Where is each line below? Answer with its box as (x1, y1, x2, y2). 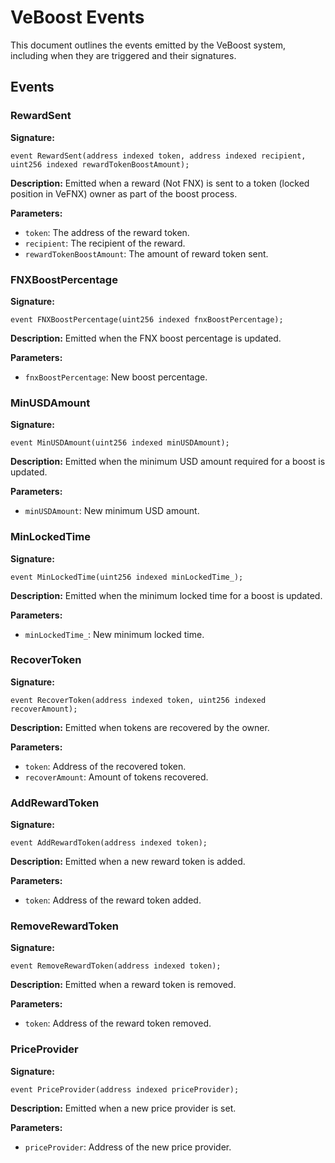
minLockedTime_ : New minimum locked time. (24, 628, 205, 640)
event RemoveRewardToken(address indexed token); (10, 961, 222, 971)
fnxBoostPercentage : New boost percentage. (24, 371, 208, 383)
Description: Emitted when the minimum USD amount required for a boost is (10, 456, 326, 468)
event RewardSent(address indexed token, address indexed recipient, (10, 151, 307, 161)
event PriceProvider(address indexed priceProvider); (10, 1084, 240, 1095)
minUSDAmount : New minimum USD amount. (24, 505, 200, 517)
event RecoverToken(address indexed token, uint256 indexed (10, 695, 267, 705)
